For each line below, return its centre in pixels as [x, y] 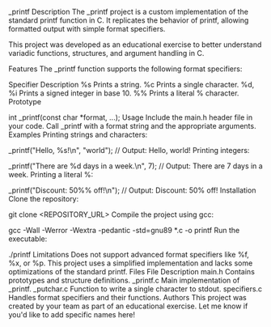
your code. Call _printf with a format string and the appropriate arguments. [132, 126]
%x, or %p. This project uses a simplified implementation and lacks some [131, 263]
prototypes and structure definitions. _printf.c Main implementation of [124, 280]
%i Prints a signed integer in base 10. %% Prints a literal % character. [124, 93]
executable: [28, 239]
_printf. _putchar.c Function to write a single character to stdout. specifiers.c [135, 289]
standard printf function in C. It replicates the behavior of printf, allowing [129, 20]
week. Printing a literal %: [51, 174]
